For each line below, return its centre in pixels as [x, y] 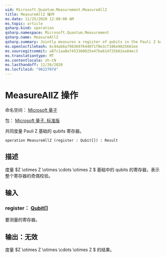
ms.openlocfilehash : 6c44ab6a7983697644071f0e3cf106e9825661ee [72, 46]
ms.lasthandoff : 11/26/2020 [34, 65]
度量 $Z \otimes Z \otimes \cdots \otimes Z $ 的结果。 [60, 250]
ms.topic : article [24, 23]
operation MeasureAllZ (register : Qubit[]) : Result [62, 140]
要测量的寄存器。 [22, 220]
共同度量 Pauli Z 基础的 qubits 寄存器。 [45, 131]
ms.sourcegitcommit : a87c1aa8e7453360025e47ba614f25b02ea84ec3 [72, 51]
